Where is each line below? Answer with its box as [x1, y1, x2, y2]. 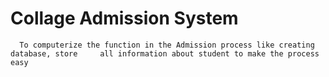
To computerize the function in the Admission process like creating [19, 40, 315, 50]
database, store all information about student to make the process [10, 48, 320, 59]
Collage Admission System [10, 7, 239, 30]
